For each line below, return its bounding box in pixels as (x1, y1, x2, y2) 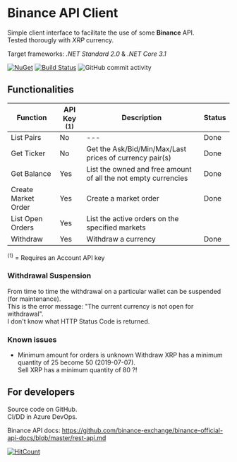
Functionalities (7, 83, 74, 96)
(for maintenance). (7, 295, 61, 303)
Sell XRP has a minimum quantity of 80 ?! (17, 366, 138, 374)
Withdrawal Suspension (7, 271, 92, 280)
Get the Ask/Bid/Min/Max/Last (86, 143, 187, 153)
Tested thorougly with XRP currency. (7, 35, 114, 44)
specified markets (86, 223, 146, 232)
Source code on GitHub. (7, 405, 78, 413)
